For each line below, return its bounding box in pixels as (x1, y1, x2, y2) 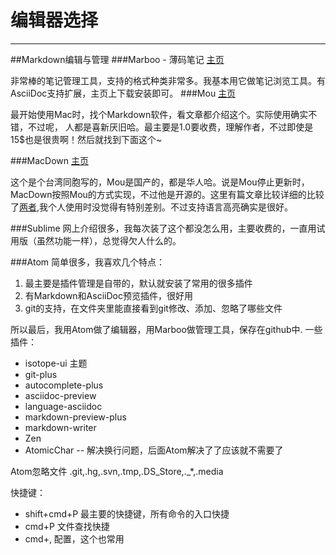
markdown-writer (24, 421, 97, 433)
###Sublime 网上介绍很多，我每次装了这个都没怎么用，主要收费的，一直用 (10, 222, 317, 234)
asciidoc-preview (24, 389, 97, 401)
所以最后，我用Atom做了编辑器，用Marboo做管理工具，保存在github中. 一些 (10, 323, 323, 335)
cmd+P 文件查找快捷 (24, 520, 110, 532)
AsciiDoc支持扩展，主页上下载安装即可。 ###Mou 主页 (10, 87, 237, 99)
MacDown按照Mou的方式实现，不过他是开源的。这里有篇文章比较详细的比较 (10, 188, 325, 200)
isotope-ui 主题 (24, 357, 88, 369)
